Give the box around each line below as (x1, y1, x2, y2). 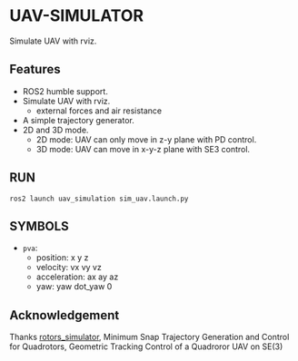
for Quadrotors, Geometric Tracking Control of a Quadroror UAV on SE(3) (9, 341, 283, 352)
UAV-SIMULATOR (9, 5, 144, 26)
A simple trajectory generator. (22, 114, 134, 125)
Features (9, 62, 61, 77)
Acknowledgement (9, 307, 120, 323)
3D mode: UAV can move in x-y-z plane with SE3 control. (35, 143, 251, 154)
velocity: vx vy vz (35, 262, 102, 273)
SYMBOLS (9, 219, 70, 234)
